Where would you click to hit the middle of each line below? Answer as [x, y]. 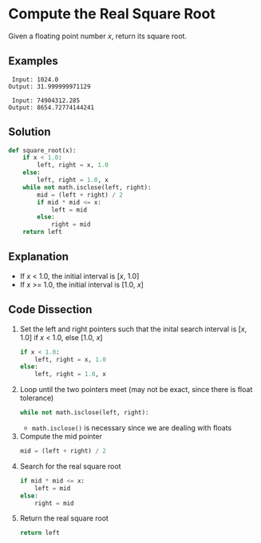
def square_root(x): [43, 150]
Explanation [39, 257]
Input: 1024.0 [35, 79]
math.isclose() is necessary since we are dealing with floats [132, 428]
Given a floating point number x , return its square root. [98, 36]
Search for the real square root [70, 466]
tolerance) [37, 398]
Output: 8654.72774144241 [51, 107]
